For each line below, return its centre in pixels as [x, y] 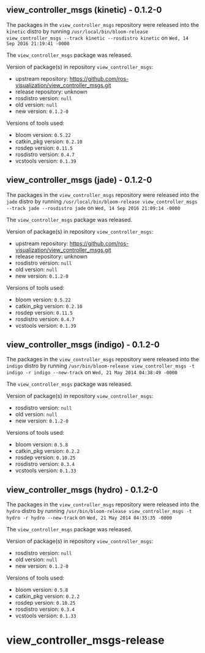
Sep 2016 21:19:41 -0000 [38, 43]
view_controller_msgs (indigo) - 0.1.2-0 [83, 345]
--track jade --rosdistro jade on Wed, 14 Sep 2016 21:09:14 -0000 [93, 208]
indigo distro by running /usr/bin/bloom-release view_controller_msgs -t [100, 366]
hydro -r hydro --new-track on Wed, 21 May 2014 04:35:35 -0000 [89, 518]
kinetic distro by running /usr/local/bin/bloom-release [77, 31]
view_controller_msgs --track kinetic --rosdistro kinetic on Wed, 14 [97, 38]
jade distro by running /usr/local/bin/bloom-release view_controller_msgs [102, 201]
